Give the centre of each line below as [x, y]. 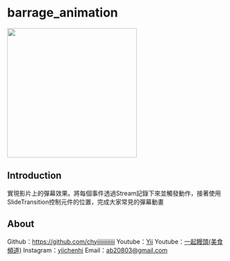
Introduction [35, 176]
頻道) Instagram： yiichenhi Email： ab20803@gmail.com [87, 250]
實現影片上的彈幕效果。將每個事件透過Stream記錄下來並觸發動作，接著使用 [114, 193]
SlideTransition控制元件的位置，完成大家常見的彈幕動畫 [86, 202]
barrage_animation [63, 13]
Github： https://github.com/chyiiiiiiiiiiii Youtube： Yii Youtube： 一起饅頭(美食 [115, 241]
